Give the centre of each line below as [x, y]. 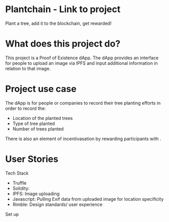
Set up [12, 214]
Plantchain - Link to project [63, 9]
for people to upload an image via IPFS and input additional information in [81, 63]
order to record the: [26, 108]
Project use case [41, 89]
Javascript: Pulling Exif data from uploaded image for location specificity [88, 199]
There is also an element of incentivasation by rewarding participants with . [83, 139]
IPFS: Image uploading [36, 194]
